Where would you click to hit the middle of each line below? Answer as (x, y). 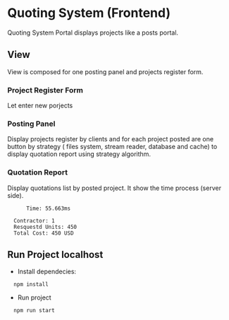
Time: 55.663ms (48, 208)
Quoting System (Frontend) (89, 13)
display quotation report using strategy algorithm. (79, 154)
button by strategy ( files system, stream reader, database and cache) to (112, 147)
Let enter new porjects (40, 106)
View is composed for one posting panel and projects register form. (105, 71)
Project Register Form (45, 90)
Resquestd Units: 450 (45, 227)
